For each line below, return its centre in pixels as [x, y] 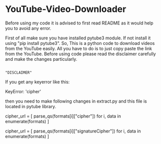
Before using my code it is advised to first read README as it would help [79, 23]
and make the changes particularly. [41, 59]
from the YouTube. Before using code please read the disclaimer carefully [80, 54]
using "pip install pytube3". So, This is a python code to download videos [80, 43]
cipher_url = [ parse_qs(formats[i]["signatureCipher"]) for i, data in [73, 131]
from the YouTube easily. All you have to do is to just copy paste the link [79, 48]
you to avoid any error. [28, 28]
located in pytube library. [31, 106]
